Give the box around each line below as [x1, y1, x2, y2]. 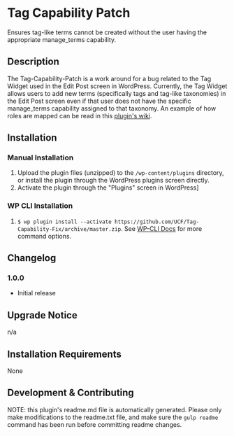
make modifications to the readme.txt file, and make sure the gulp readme [7, 413, 219, 421]
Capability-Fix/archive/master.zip [17, 225, 122, 232]
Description [7, 56, 59, 68]
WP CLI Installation [7, 201, 73, 211]
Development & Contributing [7, 387, 134, 399]
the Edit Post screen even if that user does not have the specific [7, 97, 191, 105]
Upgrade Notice [7, 309, 78, 321]
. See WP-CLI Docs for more [121, 224, 203, 232]
